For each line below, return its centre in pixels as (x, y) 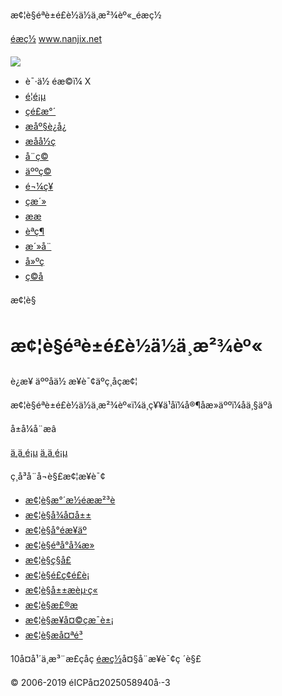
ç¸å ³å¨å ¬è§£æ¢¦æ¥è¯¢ (58, 476)
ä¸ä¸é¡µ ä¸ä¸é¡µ (39, 452)
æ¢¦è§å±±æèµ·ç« (61, 590)
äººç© (38, 171)
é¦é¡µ (35, 96)
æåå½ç (40, 141)
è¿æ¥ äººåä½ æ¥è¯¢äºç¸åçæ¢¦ (74, 381)
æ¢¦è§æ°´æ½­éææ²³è (70, 500)
